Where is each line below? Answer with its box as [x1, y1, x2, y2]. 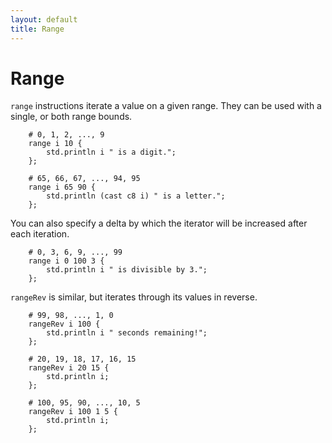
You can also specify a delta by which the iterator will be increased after [10, 217, 308, 230]
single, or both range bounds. [10, 111, 133, 123]
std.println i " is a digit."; [46, 147, 177, 158]
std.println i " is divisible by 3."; [46, 265, 208, 275]
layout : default [10, 14, 78, 25]
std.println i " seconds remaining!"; [46, 328, 208, 338]
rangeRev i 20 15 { [28, 363, 110, 373]
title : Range [10, 24, 65, 34]
